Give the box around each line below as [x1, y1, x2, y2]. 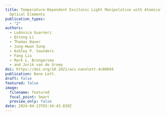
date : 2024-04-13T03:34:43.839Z [5, 104, 72, 109]
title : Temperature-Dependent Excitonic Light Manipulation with [5, 7, 142, 12]
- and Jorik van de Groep [9, 62, 63, 67]
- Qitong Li [9, 35, 35, 40]
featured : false [5, 80, 39, 85]
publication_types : [5, 16, 45, 21]
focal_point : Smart [9, 94, 50, 99]
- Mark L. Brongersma [9, 58, 54, 63]
